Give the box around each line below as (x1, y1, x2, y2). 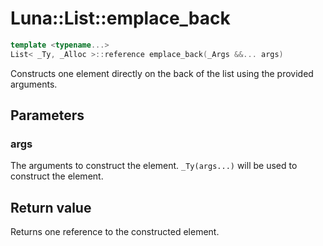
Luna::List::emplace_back (10, 7, 231, 30)
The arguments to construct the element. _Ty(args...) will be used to (10, 160, 298, 172)
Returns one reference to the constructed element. (10, 226, 220, 238)
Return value (10, 199, 92, 216)
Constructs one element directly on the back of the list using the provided (10, 67, 314, 79)
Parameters (10, 107, 85, 124)
